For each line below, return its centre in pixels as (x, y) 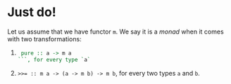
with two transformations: (45, 38)
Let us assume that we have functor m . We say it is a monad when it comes (115, 31)
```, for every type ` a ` (54, 59)
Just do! (32, 12)
